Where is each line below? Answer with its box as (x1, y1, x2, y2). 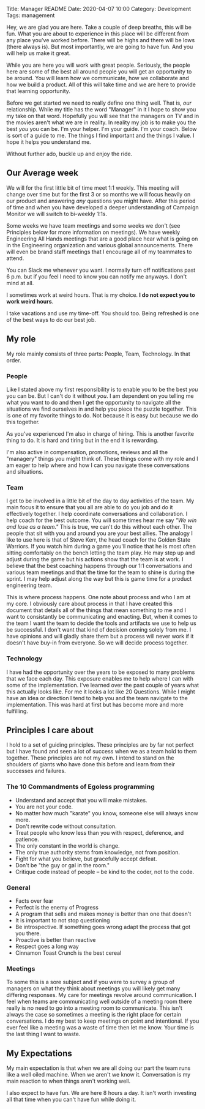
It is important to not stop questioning (15, 916, 110, 924)
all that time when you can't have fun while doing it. (6, 1096, 136, 1103)
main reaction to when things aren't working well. (6, 1077, 130, 1085)
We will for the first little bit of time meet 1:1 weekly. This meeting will (6, 184, 179, 192)
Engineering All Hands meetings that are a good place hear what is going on (6, 235, 198, 242)
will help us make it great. (6, 50, 71, 57)
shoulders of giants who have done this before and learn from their (6, 761, 176, 768)
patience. (15, 835, 39, 843)
